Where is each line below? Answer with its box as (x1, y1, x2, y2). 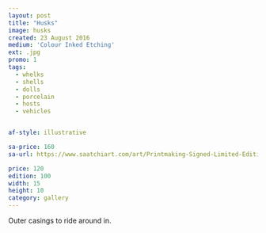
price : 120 (8, 164, 44, 173)
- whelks (15, 71, 44, 78)
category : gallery (8, 194, 69, 202)
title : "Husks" (8, 19, 59, 27)
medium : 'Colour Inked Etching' (8, 41, 115, 49)
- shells (15, 78, 44, 86)
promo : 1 (8, 56, 37, 64)
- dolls (15, 85, 41, 94)
